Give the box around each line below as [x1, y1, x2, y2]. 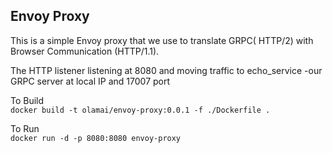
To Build [10, 94, 45, 106]
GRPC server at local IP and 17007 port [10, 75, 171, 87]
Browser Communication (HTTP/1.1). [10, 45, 160, 57]
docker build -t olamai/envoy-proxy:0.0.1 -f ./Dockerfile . [10, 105, 271, 115]
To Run [10, 122, 40, 134]
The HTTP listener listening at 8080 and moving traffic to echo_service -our [10, 64, 323, 76]
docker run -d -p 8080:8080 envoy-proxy [10, 133, 182, 143]
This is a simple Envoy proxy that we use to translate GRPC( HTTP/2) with [10, 34, 314, 46]
